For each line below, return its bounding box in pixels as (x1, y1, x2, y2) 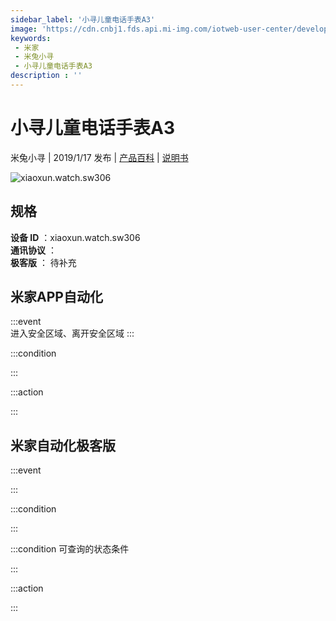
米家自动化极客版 (10, 437, 116, 454)
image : (10, 24, 38, 34)
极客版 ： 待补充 (10, 256, 77, 268)
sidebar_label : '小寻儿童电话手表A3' (10, 14, 156, 25)
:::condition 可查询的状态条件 (10, 543, 130, 555)
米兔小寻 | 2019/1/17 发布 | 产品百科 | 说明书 (10, 151, 189, 163)
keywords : (10, 33, 52, 43)
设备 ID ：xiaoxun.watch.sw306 (10, 231, 141, 243)
